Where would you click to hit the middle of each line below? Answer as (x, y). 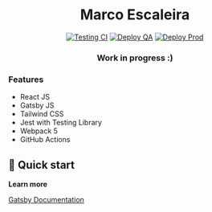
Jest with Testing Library (61, 123)
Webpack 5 (39, 131)
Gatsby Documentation (46, 199)
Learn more (28, 184)
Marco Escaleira (135, 15)
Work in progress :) (135, 58)
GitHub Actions (45, 140)
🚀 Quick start (41, 165)
